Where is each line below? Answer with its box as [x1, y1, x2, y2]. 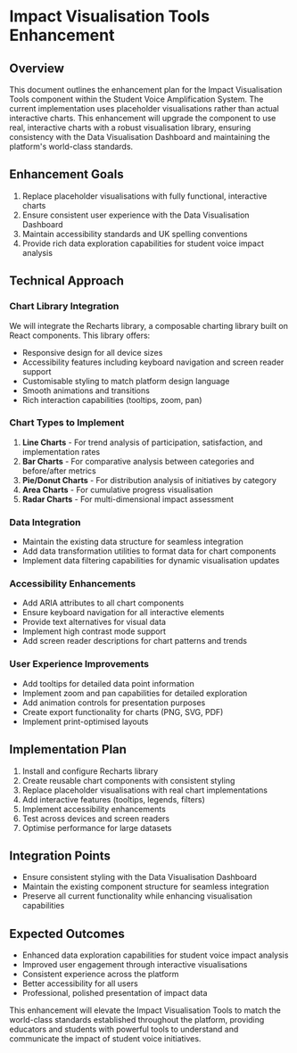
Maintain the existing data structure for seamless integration [21, 537, 243, 547]
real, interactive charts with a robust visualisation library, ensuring [9, 122, 252, 133]
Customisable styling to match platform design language [21, 375, 230, 386]
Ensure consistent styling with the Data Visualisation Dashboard [21, 872, 257, 883]
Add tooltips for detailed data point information [21, 678, 194, 688]
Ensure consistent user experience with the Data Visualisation [21, 210, 250, 220]
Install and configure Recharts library [21, 765, 159, 777]
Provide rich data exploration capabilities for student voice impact [21, 238, 265, 249]
